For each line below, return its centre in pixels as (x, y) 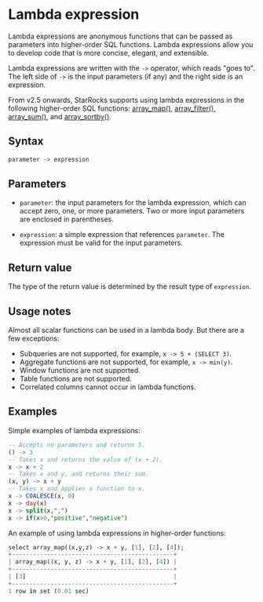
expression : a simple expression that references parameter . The (122, 235)
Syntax (26, 142)
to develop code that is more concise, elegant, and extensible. (109, 53)
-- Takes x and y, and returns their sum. (79, 474)
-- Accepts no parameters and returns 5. (77, 445)
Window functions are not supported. (80, 370)
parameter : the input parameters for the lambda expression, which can (133, 202)
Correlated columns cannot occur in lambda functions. (108, 387)
